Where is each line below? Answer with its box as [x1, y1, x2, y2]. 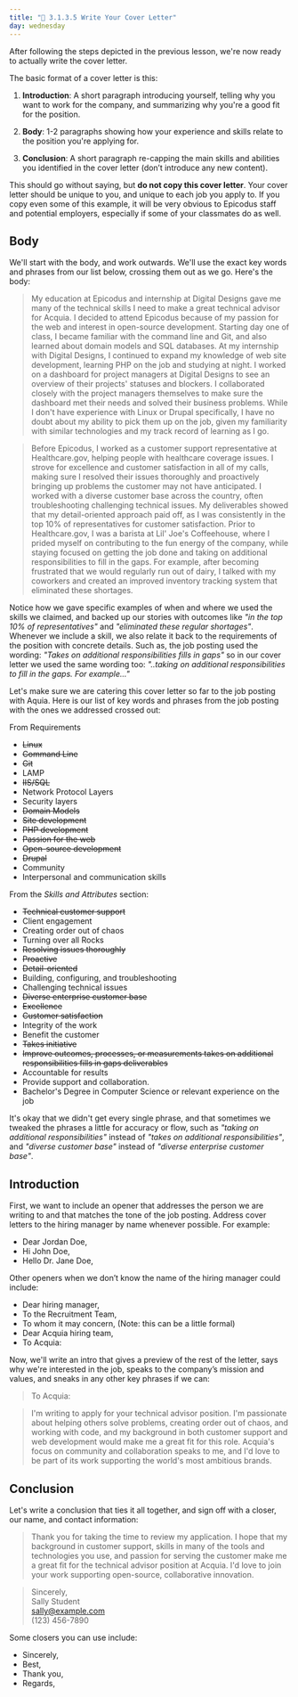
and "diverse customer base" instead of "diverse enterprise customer [9, 1141, 264, 1152]
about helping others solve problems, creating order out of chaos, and [30, 1417, 289, 1428]
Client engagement [21, 916, 93, 926]
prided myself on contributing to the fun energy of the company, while [30, 538, 289, 549]
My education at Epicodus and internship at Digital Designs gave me [30, 293, 282, 304]
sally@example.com [30, 1605, 105, 1616]
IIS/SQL [21, 777, 51, 788]
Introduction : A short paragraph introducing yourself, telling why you [21, 90, 276, 101]
